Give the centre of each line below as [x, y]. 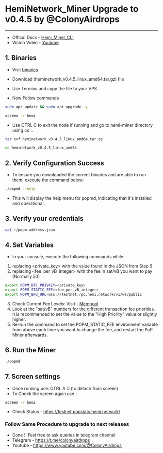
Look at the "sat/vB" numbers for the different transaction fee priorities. [83, 309]
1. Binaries [21, 58]
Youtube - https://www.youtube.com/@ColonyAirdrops [67, 445]
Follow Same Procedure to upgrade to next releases [67, 424]
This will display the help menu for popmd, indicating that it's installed [82, 198]
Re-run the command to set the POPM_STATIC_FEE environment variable [85, 324]
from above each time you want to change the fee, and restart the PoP [82, 330]
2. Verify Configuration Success [55, 163]
